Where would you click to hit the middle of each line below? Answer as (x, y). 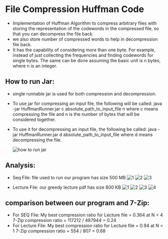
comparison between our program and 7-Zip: (77, 203)
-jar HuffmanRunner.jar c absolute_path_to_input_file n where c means (85, 108)
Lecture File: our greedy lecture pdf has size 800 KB (67, 187)
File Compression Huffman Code (75, 9)
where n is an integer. (35, 66)
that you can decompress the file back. (53, 34)
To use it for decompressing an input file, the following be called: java (85, 129)
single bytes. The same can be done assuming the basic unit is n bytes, (87, 60)
